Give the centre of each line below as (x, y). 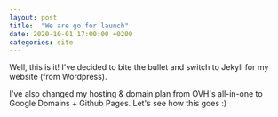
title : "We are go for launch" (69, 26)
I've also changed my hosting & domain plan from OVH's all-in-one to (136, 94)
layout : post (33, 17)
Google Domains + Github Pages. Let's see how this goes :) (118, 104)
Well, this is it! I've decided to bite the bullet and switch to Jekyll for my (139, 67)
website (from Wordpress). (58, 77)
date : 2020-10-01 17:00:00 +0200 (71, 34)
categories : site (41, 42)
